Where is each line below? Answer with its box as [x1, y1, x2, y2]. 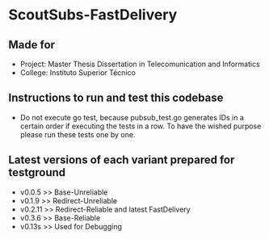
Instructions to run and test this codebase [8, 91, 224, 105]
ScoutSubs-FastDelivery [8, 6, 178, 24]
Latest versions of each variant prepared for [8, 153, 235, 167]
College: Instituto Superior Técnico [19, 68, 136, 78]
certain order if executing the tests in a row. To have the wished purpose [19, 121, 262, 131]
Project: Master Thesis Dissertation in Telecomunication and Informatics [19, 59, 260, 69]
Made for [8, 38, 55, 52]
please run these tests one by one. [19, 129, 136, 139]
